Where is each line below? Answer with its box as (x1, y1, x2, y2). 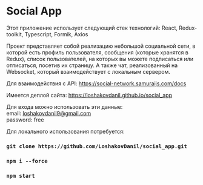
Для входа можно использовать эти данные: (6, 103, 123, 110)
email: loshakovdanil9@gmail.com (6, 109, 92, 117)
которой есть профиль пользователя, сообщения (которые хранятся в (6, 48, 189, 56)
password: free (6, 116, 44, 123)
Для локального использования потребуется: (6, 128, 125, 135)
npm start (6, 172, 35, 179)
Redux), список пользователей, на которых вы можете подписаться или (6, 55, 194, 62)
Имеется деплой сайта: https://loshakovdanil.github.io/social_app (6, 91, 173, 99)
